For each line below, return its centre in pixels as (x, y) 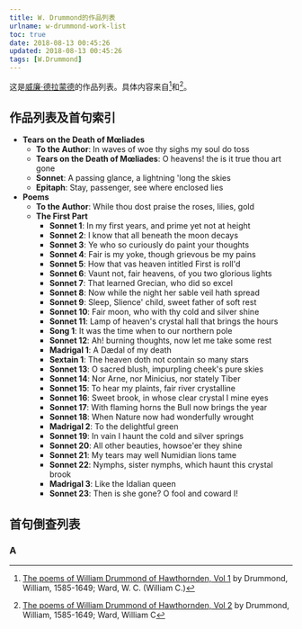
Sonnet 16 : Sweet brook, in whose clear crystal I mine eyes (159, 398)
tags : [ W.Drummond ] (46, 59)
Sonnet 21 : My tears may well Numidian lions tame (142, 455)
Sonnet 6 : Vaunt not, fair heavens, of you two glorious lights (160, 274)
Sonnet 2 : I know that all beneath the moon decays (144, 236)
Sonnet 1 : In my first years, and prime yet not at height (150, 226)
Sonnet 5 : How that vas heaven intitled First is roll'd (145, 264)
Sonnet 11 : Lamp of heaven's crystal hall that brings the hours (164, 321)
